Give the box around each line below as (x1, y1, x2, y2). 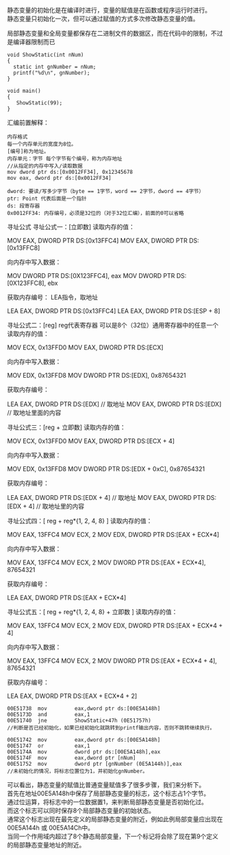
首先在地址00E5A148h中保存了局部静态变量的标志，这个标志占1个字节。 (7, 789, 210, 797)
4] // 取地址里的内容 (28, 502, 84, 510)
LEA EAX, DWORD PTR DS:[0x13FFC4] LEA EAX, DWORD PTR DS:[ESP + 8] (7, 307, 220, 315)
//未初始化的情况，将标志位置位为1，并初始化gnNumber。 (7, 768, 149, 775)
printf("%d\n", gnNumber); (13, 69, 90, 76)
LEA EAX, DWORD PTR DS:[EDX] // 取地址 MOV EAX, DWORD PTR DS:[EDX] (7, 400, 222, 408)
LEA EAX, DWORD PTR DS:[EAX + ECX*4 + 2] (7, 692, 138, 700)
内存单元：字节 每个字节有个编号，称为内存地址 (7, 155, 123, 162)
